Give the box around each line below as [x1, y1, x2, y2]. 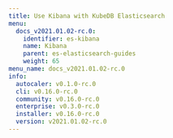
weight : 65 [23, 58, 60, 66]
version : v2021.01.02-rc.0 [15, 118, 107, 126]
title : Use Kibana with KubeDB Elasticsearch [8, 11, 165, 20]
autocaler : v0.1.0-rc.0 [15, 80, 96, 88]
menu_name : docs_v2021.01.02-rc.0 [8, 65, 126, 73]
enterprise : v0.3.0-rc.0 [15, 102, 100, 110]
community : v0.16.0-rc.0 [15, 95, 100, 103]
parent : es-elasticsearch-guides [23, 50, 136, 58]
